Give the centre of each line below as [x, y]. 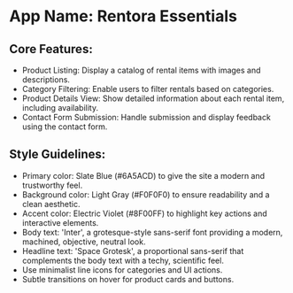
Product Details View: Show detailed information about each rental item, [153, 98]
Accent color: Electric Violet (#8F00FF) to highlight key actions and [144, 213]
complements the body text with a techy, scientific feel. [123, 260]
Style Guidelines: [58, 154]
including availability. [60, 108]
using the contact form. [65, 127]
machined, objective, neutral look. [84, 242]
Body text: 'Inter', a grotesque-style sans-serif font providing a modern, [152, 232]
